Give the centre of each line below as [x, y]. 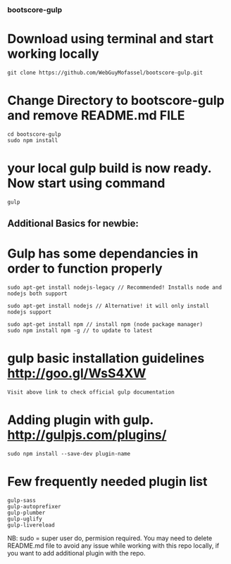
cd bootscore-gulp [34, 134]
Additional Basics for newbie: [73, 224]
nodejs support [30, 312]
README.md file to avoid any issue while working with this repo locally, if [113, 545]
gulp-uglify [25, 519]
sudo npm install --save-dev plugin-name [69, 453]
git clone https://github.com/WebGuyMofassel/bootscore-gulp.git [105, 73]
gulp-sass [22, 500]
